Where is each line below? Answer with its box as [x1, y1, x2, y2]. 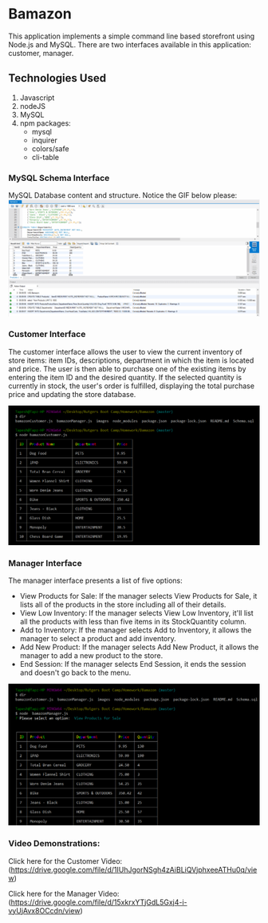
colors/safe [31, 143, 69, 153]
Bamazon [8, 5, 72, 23]
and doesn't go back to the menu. [19, 668, 132, 677]
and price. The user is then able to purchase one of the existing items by [8, 363, 246, 373]
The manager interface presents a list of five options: [8, 576, 183, 585]
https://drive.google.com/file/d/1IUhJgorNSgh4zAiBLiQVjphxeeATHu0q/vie [10, 865, 258, 874]
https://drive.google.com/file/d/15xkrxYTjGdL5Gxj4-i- [10, 897, 187, 907]
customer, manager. [8, 48, 74, 58]
